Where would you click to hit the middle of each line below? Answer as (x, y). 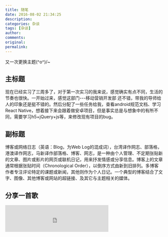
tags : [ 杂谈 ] (18, 28)
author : (13, 33)
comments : (15, 38)
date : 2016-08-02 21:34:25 (33, 14)
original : (15, 42)
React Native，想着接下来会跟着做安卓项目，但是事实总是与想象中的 (75, 111)
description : (19, 19)
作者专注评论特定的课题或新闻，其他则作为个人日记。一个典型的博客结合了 (82, 172)
